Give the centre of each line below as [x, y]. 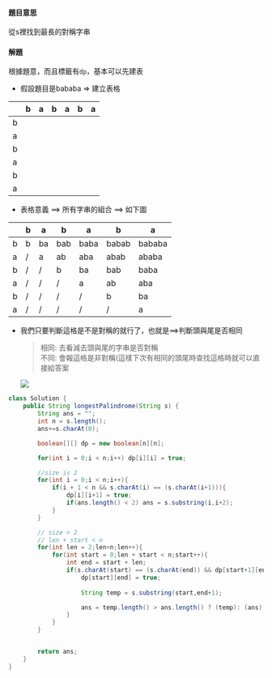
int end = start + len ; [106, 563]
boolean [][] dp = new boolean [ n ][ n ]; [101, 443]
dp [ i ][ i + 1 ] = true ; [99, 495]
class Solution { [38, 399]
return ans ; [58, 652]
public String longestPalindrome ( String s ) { [101, 406]
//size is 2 [58, 473]
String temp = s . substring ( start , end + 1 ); [151, 593]
